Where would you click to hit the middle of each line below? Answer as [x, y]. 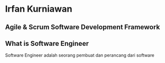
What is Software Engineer [47, 43]
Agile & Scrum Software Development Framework [82, 27]
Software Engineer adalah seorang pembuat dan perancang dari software [80, 55]
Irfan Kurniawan [39, 9]
